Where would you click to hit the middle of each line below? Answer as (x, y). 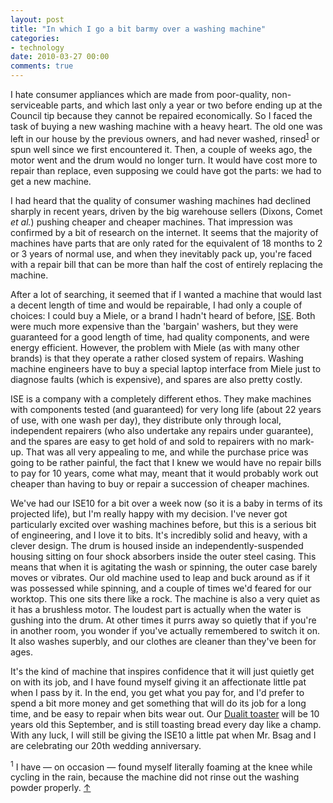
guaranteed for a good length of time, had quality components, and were (160, 337)
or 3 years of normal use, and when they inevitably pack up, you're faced (161, 253)
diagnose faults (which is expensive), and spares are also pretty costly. (156, 379)
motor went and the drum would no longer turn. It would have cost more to (164, 160)
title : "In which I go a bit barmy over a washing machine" (138, 29)
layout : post (37, 19)
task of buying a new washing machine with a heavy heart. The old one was (166, 126)
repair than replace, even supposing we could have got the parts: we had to (166, 170)
